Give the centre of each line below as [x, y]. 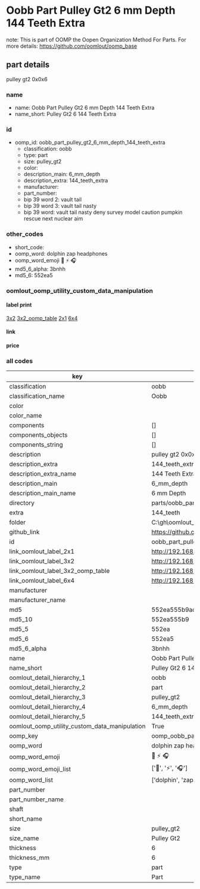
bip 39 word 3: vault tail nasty [60, 206]
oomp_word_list [31, 780]
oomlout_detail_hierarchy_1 [47, 678]
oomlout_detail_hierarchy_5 [47, 716]
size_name [24, 838]
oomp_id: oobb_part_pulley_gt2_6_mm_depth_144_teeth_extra [90, 142]
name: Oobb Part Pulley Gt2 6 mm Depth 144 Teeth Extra [85, 108]
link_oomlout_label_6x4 [42, 581]
